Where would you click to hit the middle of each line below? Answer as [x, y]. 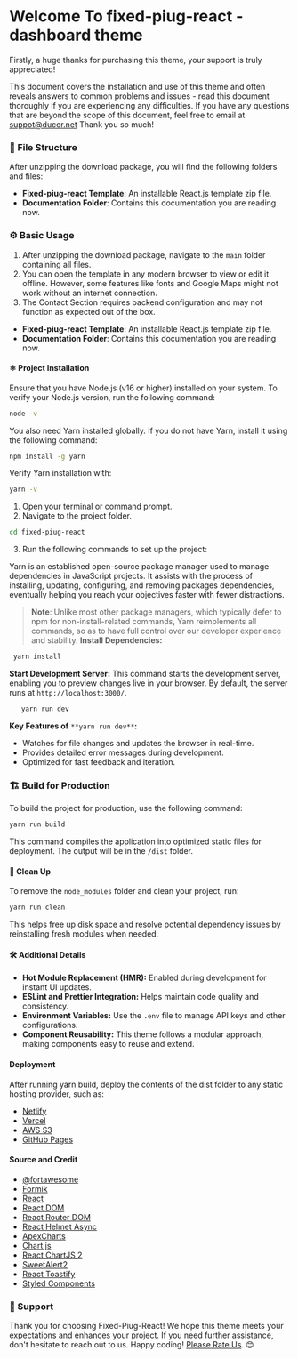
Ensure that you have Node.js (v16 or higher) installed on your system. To [143, 388]
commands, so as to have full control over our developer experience [156, 631]
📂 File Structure [44, 147]
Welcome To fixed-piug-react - [126, 16]
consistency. [45, 1006]
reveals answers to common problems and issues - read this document [139, 96]
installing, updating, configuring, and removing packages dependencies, [142, 585]
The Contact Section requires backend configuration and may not [142, 302]
